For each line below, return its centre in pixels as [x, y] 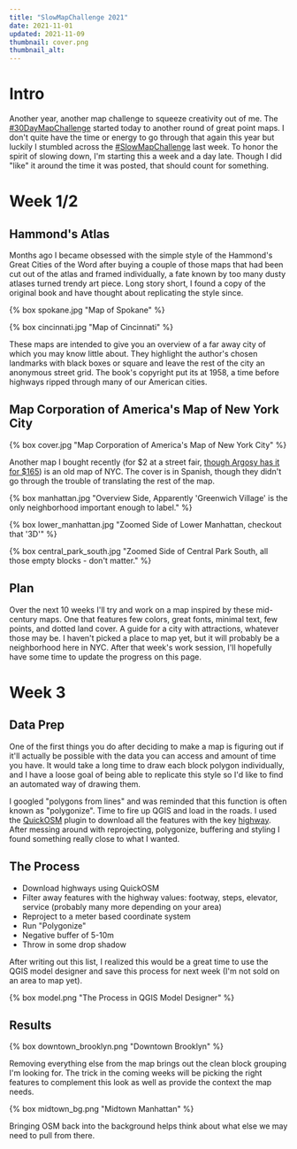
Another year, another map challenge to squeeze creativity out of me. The [144, 119]
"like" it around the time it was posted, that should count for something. [139, 166]
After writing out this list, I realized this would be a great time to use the [139, 961]
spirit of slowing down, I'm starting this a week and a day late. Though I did [146, 157]
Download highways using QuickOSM [91, 888]
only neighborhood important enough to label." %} [101, 507]
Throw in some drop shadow [74, 945]
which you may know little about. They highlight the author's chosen [133, 354]
